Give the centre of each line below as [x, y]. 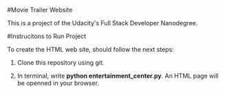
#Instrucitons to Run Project [47, 36]
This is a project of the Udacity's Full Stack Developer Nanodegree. [103, 23]
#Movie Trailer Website [40, 10]
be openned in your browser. [58, 83]
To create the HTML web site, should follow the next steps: [90, 49]
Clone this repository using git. [61, 63]
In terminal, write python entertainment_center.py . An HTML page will [118, 76]
